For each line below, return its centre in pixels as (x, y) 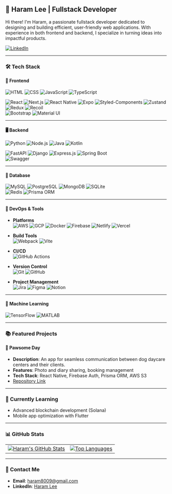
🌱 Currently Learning (32, 399)
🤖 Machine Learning (27, 304)
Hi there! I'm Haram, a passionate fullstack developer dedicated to (75, 22)
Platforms (23, 220)
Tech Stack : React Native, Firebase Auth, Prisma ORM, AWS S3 (80, 375)
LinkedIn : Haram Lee (35, 486)
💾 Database (18, 175)
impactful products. (26, 38)
